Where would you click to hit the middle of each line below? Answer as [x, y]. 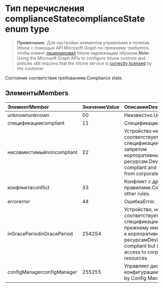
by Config [135, 278]
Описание [136, 107]
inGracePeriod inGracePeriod [40, 234]
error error [19, 201]
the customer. [31, 68]
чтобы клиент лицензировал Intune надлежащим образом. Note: [83, 53]
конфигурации [141, 272]
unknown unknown [28, 115]
